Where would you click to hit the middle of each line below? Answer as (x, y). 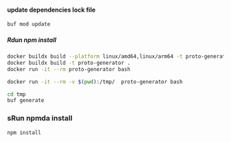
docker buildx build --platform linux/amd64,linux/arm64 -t (95, 57)
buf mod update (29, 24)
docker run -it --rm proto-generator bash (69, 69)
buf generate (26, 101)
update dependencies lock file (52, 10)
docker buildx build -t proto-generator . (69, 63)
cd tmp (16, 94)
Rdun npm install (32, 40)
